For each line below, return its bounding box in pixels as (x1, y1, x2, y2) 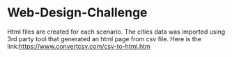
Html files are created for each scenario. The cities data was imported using (7, 27, 226, 36)
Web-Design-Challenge (7, 5, 148, 21)
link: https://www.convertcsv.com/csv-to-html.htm (7, 42, 151, 50)
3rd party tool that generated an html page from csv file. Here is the (7, 34, 202, 43)
